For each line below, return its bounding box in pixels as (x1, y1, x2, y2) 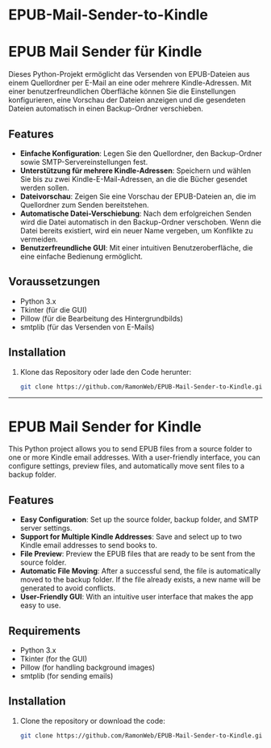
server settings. (19, 523, 73, 533)
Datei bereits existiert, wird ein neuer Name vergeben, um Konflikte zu (19, 225, 253, 235)
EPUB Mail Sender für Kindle (8, 43, 202, 61)
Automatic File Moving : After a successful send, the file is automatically (19, 566, 261, 576)
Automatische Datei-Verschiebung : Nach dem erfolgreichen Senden (19, 208, 252, 218)
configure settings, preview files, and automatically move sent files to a (8, 461, 244, 471)
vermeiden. (19, 234, 58, 244)
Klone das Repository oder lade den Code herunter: (19, 367, 192, 376)
